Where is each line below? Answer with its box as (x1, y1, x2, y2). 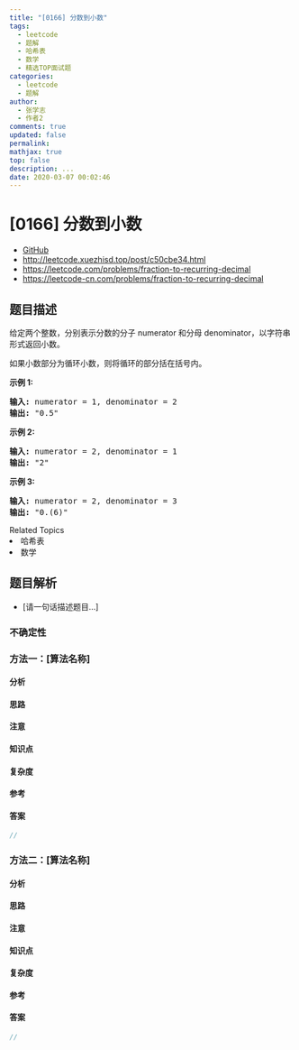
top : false (9, 155, 50, 165)
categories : (9, 72, 54, 81)
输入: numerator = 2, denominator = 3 (9, 496, 177, 506)
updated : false (9, 131, 67, 140)
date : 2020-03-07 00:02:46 (9, 172, 111, 181)
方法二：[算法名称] (9, 854, 91, 867)
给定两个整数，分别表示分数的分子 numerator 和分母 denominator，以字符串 (9, 327, 291, 338)
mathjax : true (9, 147, 63, 156)
